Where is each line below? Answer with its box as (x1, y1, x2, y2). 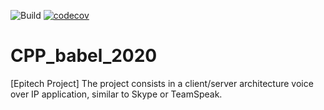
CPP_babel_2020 (10, 45, 158, 67)
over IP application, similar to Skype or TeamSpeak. (10, 88, 223, 100)
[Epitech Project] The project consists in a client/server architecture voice (10, 77, 314, 89)
